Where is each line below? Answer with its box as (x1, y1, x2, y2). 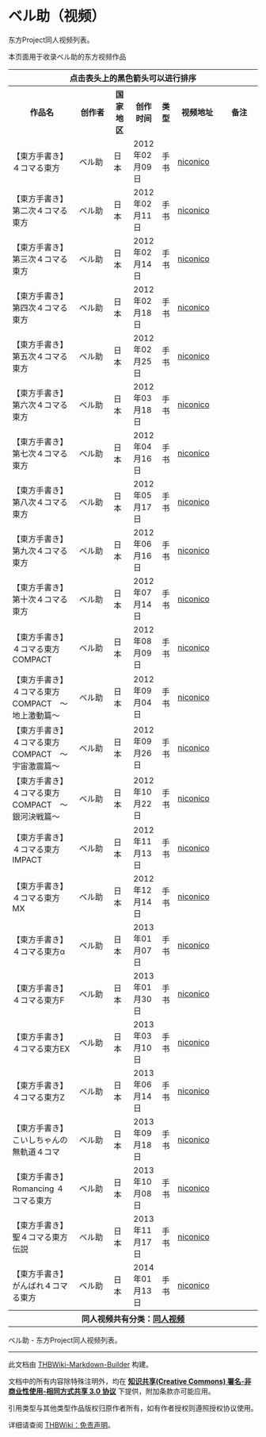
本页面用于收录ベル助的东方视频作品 (8, 52, 127, 61)
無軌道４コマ (12, 1146, 61, 1157)
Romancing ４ (12, 1183, 65, 1194)
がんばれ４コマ (12, 1280, 69, 1291)
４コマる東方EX (12, 1043, 70, 1054)
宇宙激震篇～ (12, 760, 61, 771)
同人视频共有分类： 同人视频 (81, 1313, 185, 1324)
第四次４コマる (12, 302, 69, 313)
